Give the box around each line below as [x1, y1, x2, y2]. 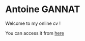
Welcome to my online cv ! [5, 20, 61, 26]
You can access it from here [5, 30, 65, 36]
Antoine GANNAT [5, 4, 80, 15]
